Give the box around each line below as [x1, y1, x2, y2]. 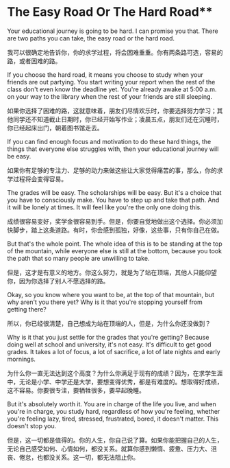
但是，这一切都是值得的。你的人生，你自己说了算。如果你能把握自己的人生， [7, 436, 223, 444]
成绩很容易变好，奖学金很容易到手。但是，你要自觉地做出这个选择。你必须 [7, 217, 217, 225]
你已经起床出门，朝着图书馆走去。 [7, 124, 103, 132]
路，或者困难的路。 [7, 56, 62, 65]
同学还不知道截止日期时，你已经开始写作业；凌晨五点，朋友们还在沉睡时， [12, 115, 223, 124]
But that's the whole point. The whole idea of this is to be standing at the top [7, 239, 222, 248]
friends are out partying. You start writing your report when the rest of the [7, 78, 216, 86]
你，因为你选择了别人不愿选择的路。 [7, 277, 110, 285]
